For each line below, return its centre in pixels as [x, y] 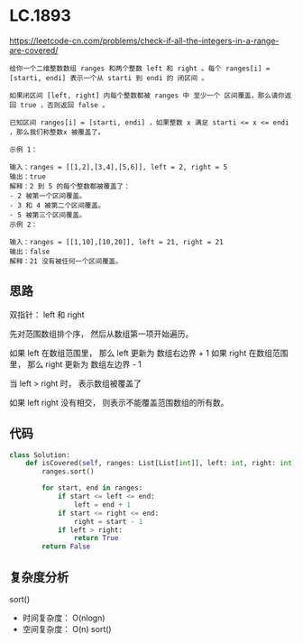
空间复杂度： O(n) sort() [67, 629]
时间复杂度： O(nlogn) [64, 618]
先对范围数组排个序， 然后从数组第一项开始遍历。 [101, 334]
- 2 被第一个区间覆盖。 [48, 196]
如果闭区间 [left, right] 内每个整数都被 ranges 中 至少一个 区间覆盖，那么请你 [147, 96]
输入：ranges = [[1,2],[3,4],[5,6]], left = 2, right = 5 [119, 167]
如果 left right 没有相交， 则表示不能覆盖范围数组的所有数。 [119, 402]
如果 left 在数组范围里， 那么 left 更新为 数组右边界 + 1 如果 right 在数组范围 [149, 353]
